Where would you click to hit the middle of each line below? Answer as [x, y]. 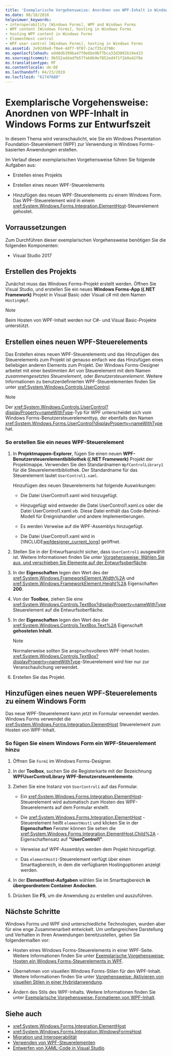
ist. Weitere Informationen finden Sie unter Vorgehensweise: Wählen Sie [89, 557]
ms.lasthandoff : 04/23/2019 [35, 73]
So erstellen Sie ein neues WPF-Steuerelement [65, 442]
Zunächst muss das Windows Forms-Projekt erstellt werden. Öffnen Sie [81, 284]
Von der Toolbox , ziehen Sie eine [48, 599]
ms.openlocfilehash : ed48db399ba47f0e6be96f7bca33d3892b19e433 [74, 53]
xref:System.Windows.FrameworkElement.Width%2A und [73, 578]
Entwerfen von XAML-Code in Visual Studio [59, 1048]
